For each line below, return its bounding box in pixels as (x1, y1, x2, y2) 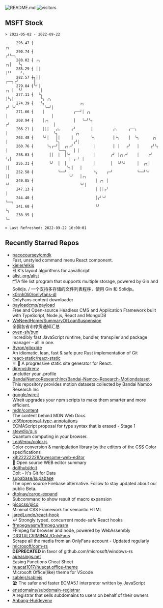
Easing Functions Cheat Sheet (12, 558, 74, 565)
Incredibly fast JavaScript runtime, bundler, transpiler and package (12, 334, 148, 340)
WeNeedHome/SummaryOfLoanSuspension (12, 318, 102, 323)
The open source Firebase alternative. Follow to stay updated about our (12, 480, 157, 486)
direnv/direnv (12, 365, 39, 371)
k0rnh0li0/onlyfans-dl (12, 291, 56, 297)
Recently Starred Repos (5, 239, 80, 247)
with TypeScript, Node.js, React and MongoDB (12, 312, 107, 318)
